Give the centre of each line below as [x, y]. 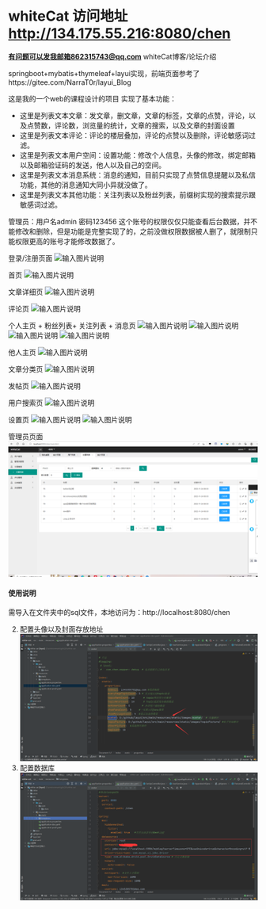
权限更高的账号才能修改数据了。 [67, 241]
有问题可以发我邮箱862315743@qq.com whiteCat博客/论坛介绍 [112, 56]
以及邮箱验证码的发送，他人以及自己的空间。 [93, 165]
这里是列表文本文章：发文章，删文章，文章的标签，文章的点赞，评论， [134, 115]
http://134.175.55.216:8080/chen [120, 34]
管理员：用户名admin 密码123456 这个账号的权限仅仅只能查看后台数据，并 [129, 221]
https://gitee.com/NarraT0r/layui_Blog [70, 82]
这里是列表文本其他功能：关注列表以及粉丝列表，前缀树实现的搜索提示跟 [137, 194]
